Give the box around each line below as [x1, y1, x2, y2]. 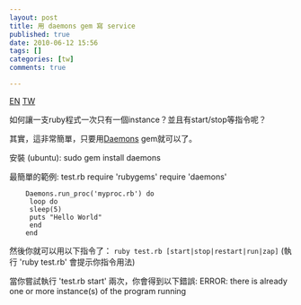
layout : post [9, 13, 58, 22]
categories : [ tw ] [9, 55, 75, 64]
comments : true [9, 64, 66, 73]
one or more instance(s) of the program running [9, 285, 187, 296]
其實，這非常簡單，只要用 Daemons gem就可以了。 [9, 133, 198, 144]
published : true [9, 30, 70, 39]
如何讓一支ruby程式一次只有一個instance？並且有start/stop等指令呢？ [9, 114, 267, 125]
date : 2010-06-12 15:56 [9, 38, 99, 48]
